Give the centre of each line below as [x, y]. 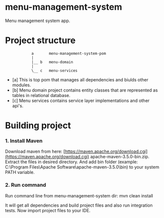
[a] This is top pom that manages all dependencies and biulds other [80, 79]
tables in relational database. [41, 95]
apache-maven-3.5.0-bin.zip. [120, 157]
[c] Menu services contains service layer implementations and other [81, 100]
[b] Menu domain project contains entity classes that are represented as [85, 90]
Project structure [40, 40]
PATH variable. [20, 172]
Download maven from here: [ [35, 151]
